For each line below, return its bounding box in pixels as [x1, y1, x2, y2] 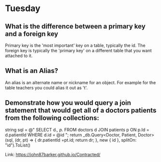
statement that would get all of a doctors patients [5, 106, 157, 115]
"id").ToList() [5, 142, 30, 148]
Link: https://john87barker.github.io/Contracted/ [5, 151, 101, 157]
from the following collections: [5, 114, 99, 122]
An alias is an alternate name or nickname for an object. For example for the [5, 79, 156, 85]
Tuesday [5, 3, 41, 14]
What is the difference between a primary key [5, 22, 146, 30]
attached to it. [5, 53, 33, 59]
